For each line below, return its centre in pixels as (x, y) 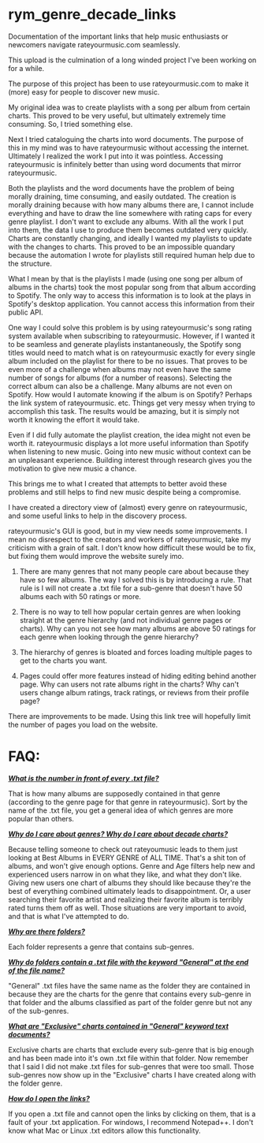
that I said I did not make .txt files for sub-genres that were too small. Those (131, 1067)
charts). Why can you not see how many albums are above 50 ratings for (138, 628)
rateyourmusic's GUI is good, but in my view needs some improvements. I (128, 531)
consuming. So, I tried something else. (71, 124)
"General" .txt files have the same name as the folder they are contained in (129, 985)
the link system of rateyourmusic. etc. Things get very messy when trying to (132, 403)
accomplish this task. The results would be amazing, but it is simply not (124, 411)
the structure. (30, 263)
